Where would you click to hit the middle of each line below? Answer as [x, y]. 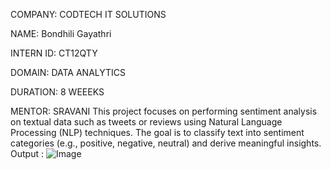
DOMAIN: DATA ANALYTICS [68, 72]
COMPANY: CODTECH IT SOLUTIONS [88, 14]
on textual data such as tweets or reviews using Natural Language [146, 122]
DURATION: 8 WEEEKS [57, 92]
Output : [27, 153]
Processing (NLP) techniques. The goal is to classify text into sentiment [157, 132]
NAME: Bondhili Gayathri [61, 33]
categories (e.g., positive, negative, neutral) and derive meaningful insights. [166, 143]
